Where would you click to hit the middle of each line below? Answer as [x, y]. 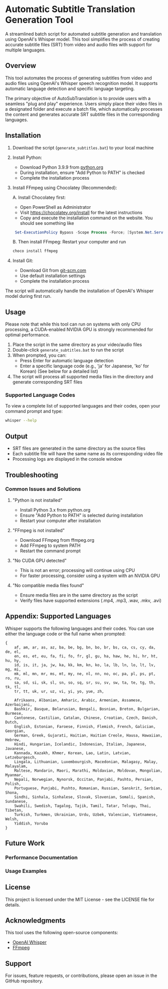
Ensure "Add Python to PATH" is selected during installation [81, 515]
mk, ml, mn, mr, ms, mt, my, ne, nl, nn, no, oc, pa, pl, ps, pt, [85, 674]
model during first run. [28, 296]
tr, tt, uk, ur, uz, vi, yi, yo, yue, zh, [59, 691]
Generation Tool [39, 20]
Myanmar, [14, 775]
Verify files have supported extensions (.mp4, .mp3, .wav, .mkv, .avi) [91, 600]
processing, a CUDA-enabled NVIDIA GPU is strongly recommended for [79, 329]
